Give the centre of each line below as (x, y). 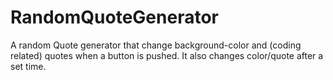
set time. (28, 66)
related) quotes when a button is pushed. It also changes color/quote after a (167, 55)
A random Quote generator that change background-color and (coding (156, 45)
